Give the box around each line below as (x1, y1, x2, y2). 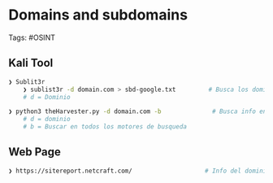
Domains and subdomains (8, 6, 188, 24)
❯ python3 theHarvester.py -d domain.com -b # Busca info (8, 107, 256, 115)
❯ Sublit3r (8, 77, 45, 86)
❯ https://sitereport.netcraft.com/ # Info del (8, 167, 242, 175)
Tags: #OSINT (8, 33, 55, 42)
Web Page (8, 145, 61, 159)
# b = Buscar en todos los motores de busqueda (23, 123, 187, 131)
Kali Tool (8, 56, 54, 70)
